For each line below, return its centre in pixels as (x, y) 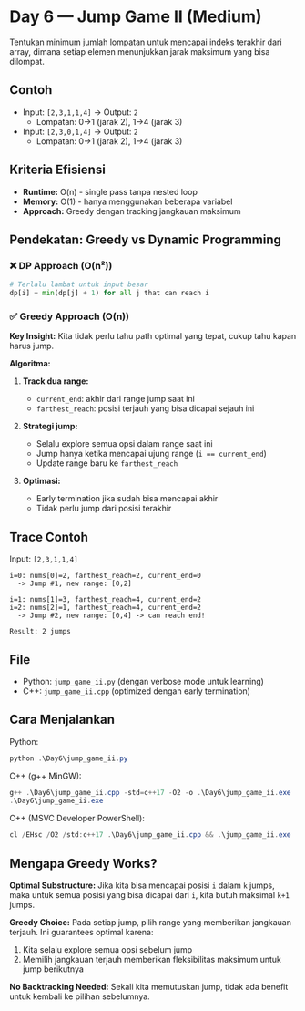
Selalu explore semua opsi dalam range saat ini (124, 444)
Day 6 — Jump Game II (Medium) (136, 17)
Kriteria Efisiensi (58, 170)
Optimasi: (41, 481)
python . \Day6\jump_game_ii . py (69, 758)
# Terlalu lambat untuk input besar (79, 284)
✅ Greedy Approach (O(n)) (70, 316)
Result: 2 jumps (40, 632)
